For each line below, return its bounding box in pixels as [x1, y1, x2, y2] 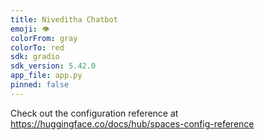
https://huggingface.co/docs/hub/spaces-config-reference [10, 117, 255, 130]
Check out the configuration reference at [10, 107, 179, 119]
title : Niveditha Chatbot [10, 14, 118, 25]
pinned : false [10, 80, 70, 90]
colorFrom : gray [10, 33, 78, 43]
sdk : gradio [10, 52, 60, 62]
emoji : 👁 [10, 24, 50, 34]
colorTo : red [10, 42, 65, 53]
